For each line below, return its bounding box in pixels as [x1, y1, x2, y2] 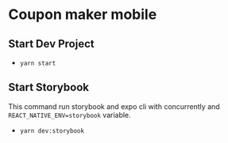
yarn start [19, 59, 56, 67]
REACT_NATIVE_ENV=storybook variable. [8, 110, 131, 119]
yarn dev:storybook [19, 126, 85, 135]
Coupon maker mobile [8, 6, 157, 24]
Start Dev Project [8, 37, 95, 51]
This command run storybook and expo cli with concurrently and [8, 101, 220, 111]
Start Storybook [8, 81, 90, 94]
